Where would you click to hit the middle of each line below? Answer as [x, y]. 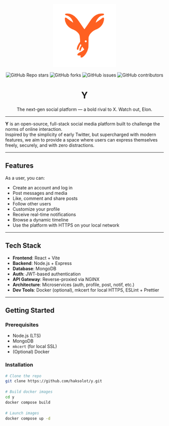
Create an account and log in [43, 187]
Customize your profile [36, 209]
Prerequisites [22, 325]
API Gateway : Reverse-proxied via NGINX [56, 279]
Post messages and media [40, 193]
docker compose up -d [28, 418]
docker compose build [28, 402]
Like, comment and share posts [45, 198]
